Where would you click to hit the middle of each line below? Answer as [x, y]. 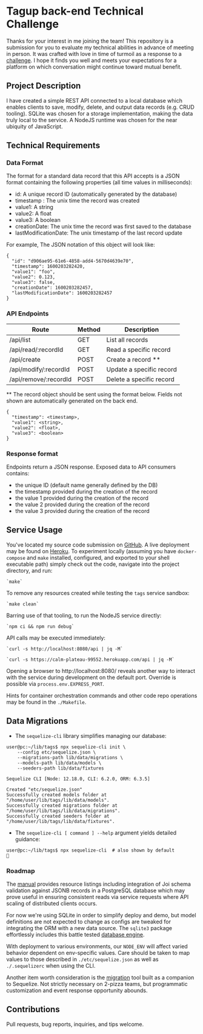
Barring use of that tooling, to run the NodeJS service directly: [84, 615]
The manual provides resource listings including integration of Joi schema [98, 884]
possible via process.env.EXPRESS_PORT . [55, 684]
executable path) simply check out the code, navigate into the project [93, 564]
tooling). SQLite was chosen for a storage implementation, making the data [100, 113]
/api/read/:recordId [36, 350]
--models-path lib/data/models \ [59, 763]
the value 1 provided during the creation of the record [82, 498]
